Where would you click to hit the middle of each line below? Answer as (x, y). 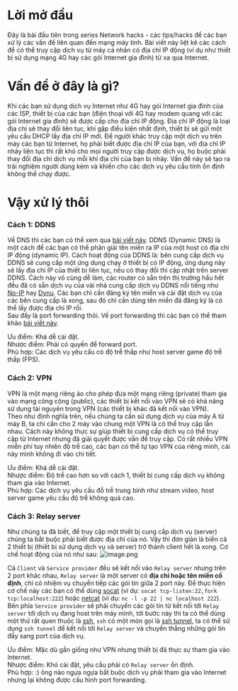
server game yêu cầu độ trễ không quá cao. (71, 498)
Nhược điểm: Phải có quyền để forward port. (72, 344)
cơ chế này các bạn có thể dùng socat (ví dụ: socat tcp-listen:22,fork (112, 590)
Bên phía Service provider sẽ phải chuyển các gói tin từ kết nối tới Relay (113, 605)
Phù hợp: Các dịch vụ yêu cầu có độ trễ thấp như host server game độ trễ (115, 352)
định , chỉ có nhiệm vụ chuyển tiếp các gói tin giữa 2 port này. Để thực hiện (116, 583)
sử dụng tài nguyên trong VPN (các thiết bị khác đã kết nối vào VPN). (108, 408)
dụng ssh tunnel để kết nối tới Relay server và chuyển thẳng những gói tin (117, 628)
